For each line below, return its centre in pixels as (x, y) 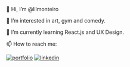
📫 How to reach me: (32, 44)
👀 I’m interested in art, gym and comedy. (56, 20)
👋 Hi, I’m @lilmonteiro (32, 9)
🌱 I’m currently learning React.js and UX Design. (65, 32)
